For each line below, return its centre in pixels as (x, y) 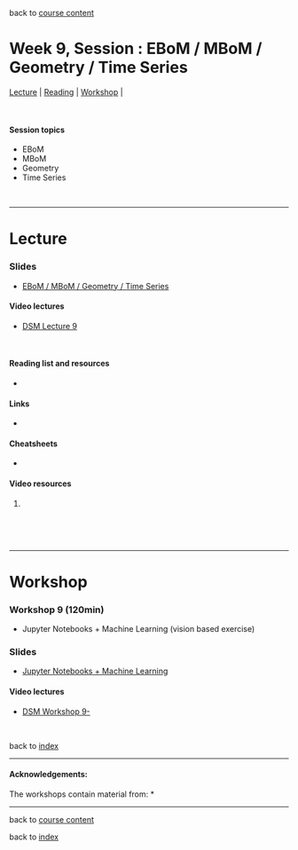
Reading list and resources (59, 364)
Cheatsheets (33, 444)
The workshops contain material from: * (82, 794)
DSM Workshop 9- (56, 711)
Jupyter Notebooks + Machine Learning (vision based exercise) (138, 629)
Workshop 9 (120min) (57, 610)
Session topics (37, 130)
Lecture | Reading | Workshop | (66, 91)
